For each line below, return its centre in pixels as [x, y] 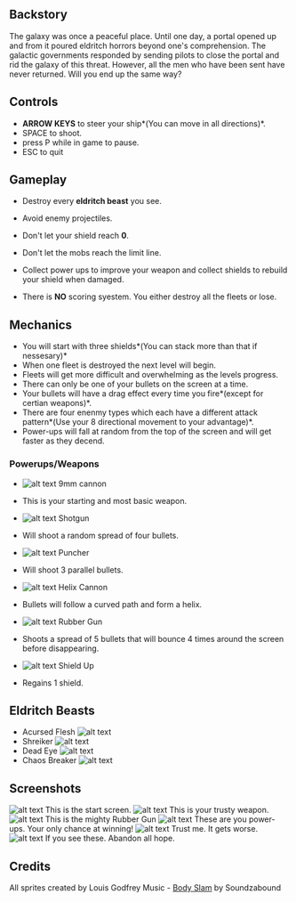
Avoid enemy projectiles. [67, 218]
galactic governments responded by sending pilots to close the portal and [144, 55]
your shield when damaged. [73, 280]
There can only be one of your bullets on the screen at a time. [135, 384]
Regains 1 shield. [53, 683]
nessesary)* [44, 356]
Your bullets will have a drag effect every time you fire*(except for [143, 394]
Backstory [39, 15]
